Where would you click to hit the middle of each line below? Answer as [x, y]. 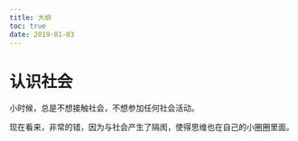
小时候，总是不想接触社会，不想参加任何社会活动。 [104, 108]
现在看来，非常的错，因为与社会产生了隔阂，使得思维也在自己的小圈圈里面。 [152, 128]
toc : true [28, 26]
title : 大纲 [30, 18]
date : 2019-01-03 [42, 34]
